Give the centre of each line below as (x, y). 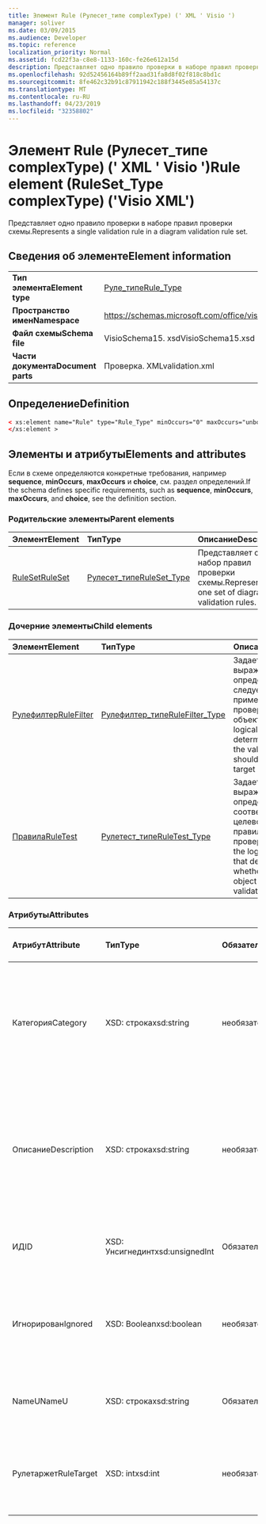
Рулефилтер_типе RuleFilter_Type (163, 714)
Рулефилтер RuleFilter (53, 714)
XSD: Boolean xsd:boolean (154, 1324)
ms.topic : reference (42, 45)
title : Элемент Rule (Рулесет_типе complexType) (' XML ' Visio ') (122, 15)
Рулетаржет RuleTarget (55, 1473)
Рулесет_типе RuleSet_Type (138, 578)
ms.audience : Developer (47, 38)
